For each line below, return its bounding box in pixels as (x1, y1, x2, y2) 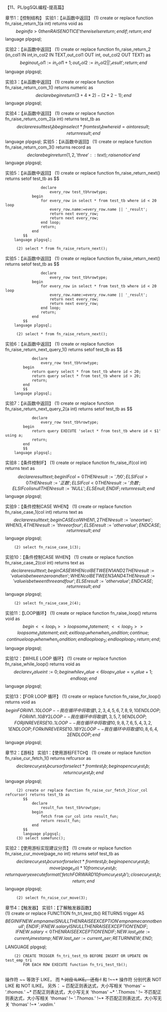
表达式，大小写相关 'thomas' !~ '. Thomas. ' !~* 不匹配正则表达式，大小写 (9, 995, 158, 1001)
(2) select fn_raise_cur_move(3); (16, 895, 88, 900)
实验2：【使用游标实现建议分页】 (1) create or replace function (5, 845, 132, 851)
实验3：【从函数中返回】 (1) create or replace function (5, 79, 114, 85)
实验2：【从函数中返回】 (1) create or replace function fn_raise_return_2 (5, 46, 151, 52)
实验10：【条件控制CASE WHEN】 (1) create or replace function (5, 554, 134, 560)
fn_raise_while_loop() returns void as (5, 661, 81, 667)
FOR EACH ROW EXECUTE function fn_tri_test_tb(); (23, 962, 128, 967)
